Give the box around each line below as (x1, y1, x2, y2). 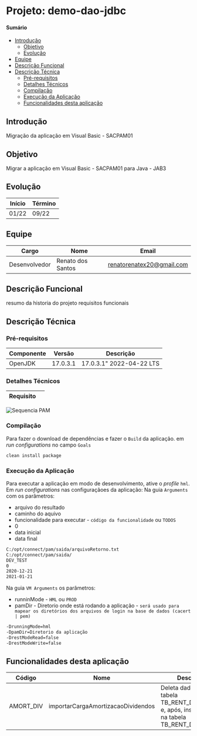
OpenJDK (9, 359, 36, 368)
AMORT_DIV (9, 702, 43, 710)
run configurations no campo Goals (6, 441, 91, 448)
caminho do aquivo (14, 510, 62, 517)
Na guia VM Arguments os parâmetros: (6, 584, 96, 592)
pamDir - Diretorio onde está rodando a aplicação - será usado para (14, 602, 179, 610)
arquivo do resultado (14, 504, 65, 511)
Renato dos (56, 257, 88, 265)
